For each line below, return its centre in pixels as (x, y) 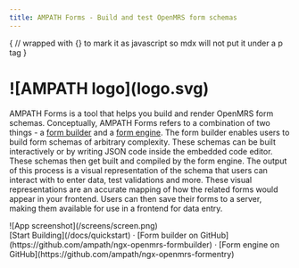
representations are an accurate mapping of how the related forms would (144, 189)
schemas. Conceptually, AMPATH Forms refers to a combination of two (140, 122)
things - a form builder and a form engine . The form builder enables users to (149, 132)
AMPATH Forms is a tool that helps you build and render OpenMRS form (141, 113)
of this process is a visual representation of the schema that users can (138, 170)
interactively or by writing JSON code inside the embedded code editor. (141, 151)
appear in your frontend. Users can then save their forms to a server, (136, 198)
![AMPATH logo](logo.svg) (109, 88)
